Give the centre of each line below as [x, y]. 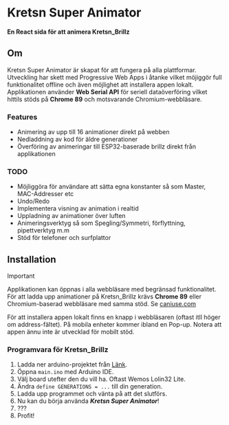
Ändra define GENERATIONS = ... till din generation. [90, 386]
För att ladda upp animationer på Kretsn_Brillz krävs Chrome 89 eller [104, 296]
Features [22, 117]
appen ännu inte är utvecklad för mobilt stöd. [71, 332]
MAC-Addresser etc [45, 194]
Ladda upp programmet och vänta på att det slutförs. [92, 394]
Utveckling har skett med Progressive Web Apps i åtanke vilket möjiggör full [115, 77]
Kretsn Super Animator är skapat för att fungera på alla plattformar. [102, 69]
